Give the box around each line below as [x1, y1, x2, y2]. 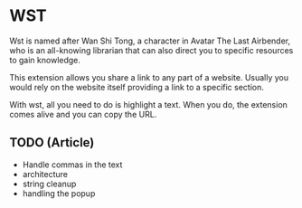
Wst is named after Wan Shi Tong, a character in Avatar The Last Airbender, [9, 35, 291, 46]
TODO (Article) [9, 135, 95, 150]
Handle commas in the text [22, 159, 123, 170]
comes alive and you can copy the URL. [9, 109, 157, 119]
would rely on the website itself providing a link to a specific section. [9, 81, 264, 92]
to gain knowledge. [9, 54, 81, 65]
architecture [22, 168, 69, 179]
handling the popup [22, 187, 96, 199]
